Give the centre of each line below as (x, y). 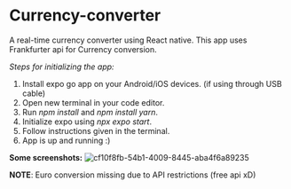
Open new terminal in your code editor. (93, 102)
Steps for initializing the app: (62, 67)
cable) (34, 93)
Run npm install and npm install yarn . (90, 112)
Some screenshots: (46, 157)
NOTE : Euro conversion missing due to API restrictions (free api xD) (133, 175)
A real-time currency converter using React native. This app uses (128, 40)
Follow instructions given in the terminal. (96, 130)
